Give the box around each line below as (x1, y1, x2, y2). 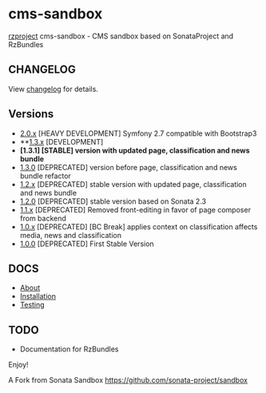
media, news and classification (19, 230, 122, 240)
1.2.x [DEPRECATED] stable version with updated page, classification (19, 179, 248, 189)
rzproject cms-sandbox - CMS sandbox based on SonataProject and (8, 31, 234, 41)
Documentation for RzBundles (19, 344, 119, 354)
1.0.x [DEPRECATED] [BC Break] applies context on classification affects (19, 221, 258, 232)
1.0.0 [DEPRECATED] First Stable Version (19, 239, 154, 248)
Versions (8, 107, 54, 121)
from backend (19, 213, 66, 223)
